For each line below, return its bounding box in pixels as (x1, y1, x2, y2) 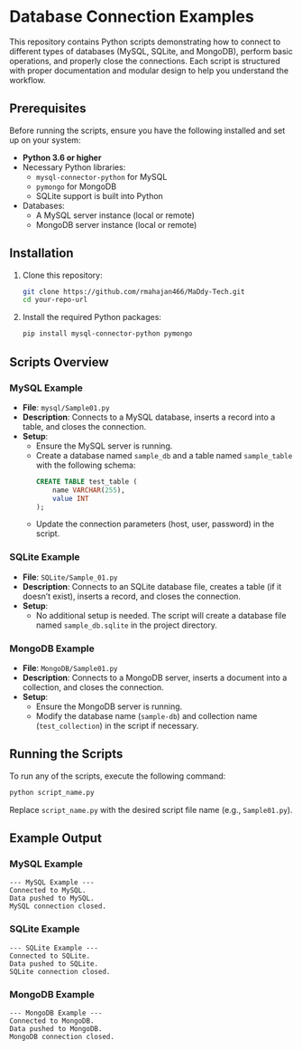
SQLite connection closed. (9, 967, 111, 976)
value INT (52, 494, 89, 503)
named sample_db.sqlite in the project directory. (35, 620, 218, 630)
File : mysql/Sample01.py (22, 402, 110, 412)
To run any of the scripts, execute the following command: (9, 771, 226, 781)
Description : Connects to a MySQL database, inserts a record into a (22, 411, 276, 422)
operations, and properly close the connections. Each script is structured (9, 55, 281, 66)
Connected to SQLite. (9, 951, 91, 960)
